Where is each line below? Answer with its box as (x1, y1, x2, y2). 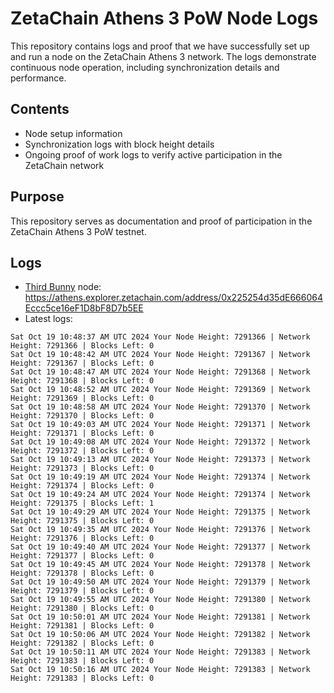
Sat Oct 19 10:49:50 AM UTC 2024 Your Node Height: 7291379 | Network (10, 577, 311, 587)
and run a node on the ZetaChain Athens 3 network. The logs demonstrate (10, 50, 317, 62)
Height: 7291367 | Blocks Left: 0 (10, 358, 155, 369)
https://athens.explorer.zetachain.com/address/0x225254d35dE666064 (24, 292, 323, 304)
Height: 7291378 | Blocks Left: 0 (10, 568, 155, 579)
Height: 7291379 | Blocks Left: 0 (10, 586, 155, 596)
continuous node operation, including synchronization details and (10, 61, 280, 73)
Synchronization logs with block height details (24, 138, 215, 150)
